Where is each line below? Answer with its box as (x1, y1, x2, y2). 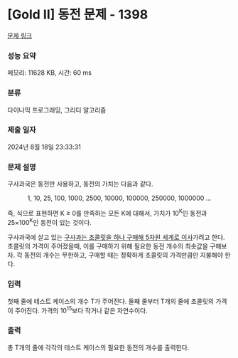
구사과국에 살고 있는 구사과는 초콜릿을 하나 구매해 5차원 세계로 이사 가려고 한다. (7, 233, 225, 242)
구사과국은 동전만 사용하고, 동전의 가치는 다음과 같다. (7, 179, 153, 189)
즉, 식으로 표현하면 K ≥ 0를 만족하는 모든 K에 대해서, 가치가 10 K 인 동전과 (7, 208, 207, 217)
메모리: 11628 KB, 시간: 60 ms (7, 68, 92, 77)
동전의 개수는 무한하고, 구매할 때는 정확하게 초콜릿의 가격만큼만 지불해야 (23, 251, 224, 260)
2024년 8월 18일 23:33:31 (7, 142, 82, 151)
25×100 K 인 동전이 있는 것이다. (7, 216, 92, 226)
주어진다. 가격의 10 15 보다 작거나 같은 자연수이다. (14, 305, 148, 315)
